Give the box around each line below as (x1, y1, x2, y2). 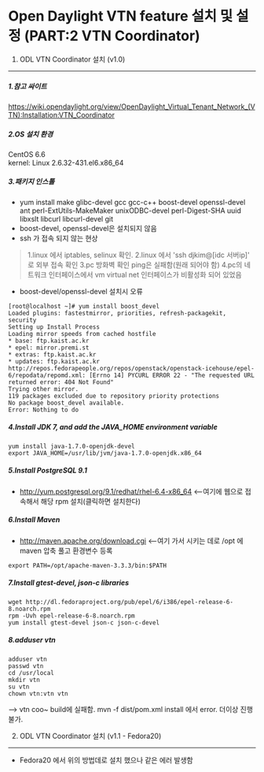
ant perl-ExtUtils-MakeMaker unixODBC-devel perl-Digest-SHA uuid (19, 206, 242, 215)
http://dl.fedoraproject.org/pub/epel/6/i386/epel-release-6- (25, 598, 234, 606)
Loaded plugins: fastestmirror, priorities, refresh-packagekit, (8, 309, 226, 317)
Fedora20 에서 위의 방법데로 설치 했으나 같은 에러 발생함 (19, 755, 194, 765)
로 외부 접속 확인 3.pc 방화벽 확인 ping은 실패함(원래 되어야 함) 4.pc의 (27, 259, 243, 269)
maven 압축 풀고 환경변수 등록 (19, 546, 113, 555)
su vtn (8, 683, 30, 691)
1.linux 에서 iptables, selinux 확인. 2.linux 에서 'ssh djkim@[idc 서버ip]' (27, 250, 250, 259)
